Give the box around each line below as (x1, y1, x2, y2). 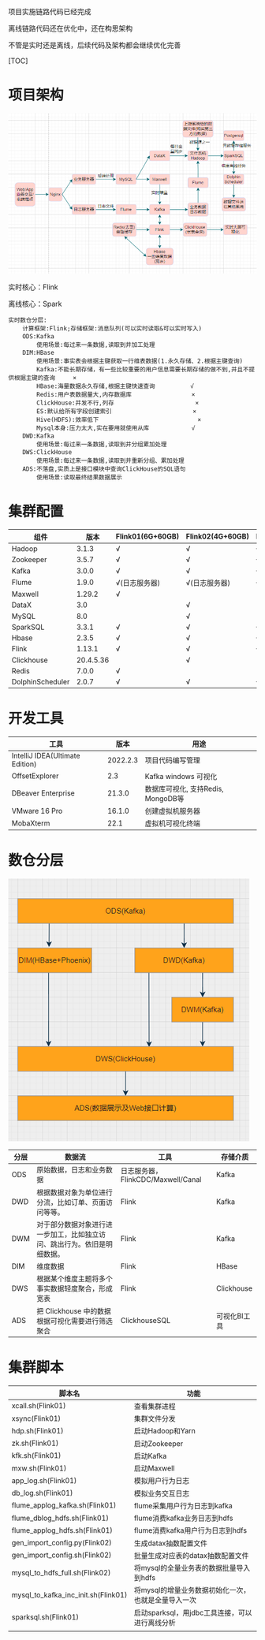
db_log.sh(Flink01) (11, 1489, 73, 1498)
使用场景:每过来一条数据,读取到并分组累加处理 (36, 441, 167, 449)
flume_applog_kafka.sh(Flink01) (11, 1500, 117, 1510)
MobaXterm (11, 818, 50, 828)
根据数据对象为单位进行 (36, 1187, 113, 1197)
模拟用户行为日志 (133, 1476, 190, 1485)
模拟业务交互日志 (133, 1489, 190, 1498)
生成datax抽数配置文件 (133, 1538, 207, 1548)
